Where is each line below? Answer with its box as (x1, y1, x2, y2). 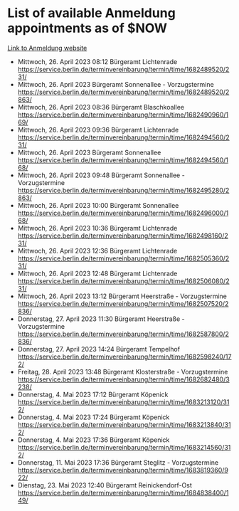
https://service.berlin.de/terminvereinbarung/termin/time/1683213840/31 (17, 420, 231, 428)
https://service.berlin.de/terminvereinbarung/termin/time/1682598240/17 (17, 352, 232, 361)
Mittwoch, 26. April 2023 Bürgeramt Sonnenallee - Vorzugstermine (17, 80, 215, 88)
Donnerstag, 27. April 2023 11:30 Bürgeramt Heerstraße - (17, 315, 185, 323)
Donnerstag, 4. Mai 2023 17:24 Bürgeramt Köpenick (17, 413, 170, 421)
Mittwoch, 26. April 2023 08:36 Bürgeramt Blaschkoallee (17, 102, 185, 111)
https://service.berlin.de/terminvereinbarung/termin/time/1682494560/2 (17, 133, 230, 142)
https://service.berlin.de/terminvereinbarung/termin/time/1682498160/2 (17, 231, 229, 240)
